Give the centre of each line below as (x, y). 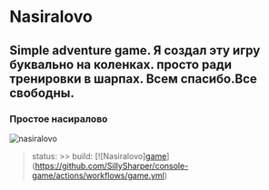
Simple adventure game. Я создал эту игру (135, 50)
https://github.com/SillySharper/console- (112, 165)
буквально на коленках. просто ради (120, 64)
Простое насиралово (59, 118)
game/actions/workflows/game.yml (98, 175)
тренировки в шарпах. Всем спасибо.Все (133, 79)
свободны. (42, 93)
